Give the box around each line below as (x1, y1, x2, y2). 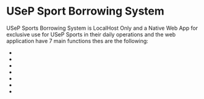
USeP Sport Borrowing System (6, 4, 165, 18)
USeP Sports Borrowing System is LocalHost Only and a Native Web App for (6, 24, 199, 32)
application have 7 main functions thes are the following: (6, 37, 148, 44)
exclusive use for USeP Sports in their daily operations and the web (6, 30, 176, 38)
